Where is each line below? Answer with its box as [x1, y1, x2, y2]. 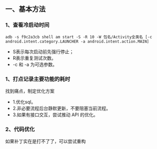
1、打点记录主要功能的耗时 [5, 75, 70, 82]
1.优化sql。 [12, 99, 36, 105]
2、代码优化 [5, 125, 35, 133]
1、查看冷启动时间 [5, 22, 49, 29]
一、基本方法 [5, 5, 46, 14]
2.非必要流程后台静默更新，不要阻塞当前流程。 [12, 105, 111, 111]
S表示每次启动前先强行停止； [12, 48, 74, 55]
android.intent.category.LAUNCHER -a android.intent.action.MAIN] [5, 39, 149, 44]
